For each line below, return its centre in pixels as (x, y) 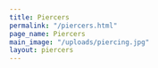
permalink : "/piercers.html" (63, 26)
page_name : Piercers (48, 34)
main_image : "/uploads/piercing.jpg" (79, 42)
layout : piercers (42, 50)
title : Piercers (39, 17)
